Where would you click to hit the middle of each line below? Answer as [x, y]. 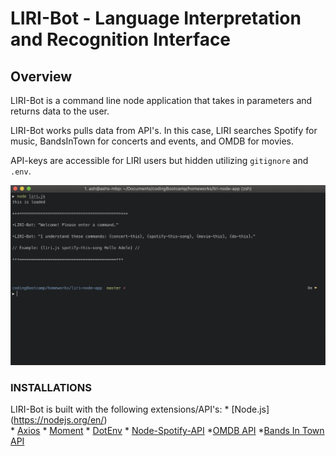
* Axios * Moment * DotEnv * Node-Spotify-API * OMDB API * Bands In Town [167, 431]
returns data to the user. [60, 111]
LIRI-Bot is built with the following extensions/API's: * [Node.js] [140, 409]
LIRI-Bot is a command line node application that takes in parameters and [161, 100]
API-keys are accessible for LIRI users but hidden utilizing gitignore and [159, 160]
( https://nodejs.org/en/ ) [59, 420]
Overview [41, 76]
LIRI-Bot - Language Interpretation [156, 18]
